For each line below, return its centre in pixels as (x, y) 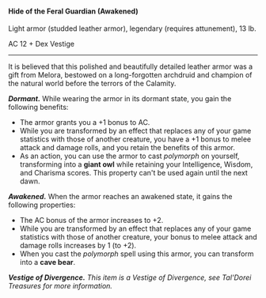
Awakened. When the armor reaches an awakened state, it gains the (120, 197)
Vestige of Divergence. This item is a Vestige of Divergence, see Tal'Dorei (130, 277)
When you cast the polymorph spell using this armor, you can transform (137, 254)
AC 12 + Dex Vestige (42, 44)
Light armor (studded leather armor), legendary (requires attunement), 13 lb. (132, 28)
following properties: (42, 205)
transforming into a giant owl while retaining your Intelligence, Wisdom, (136, 164)
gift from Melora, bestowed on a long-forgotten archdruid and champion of (130, 75)
